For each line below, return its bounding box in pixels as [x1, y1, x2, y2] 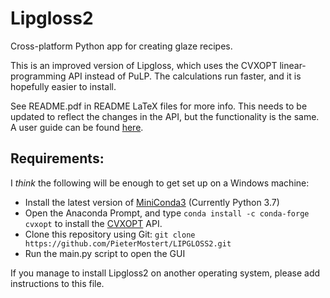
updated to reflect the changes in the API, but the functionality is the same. [10, 110, 320, 122]
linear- [279, 59, 307, 71]
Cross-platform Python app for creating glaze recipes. [10, 40, 233, 52]
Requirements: [10, 150, 105, 167]
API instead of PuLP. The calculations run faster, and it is [68, 70, 302, 82]
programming [10, 70, 67, 82]
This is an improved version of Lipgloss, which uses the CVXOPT [10, 59, 278, 71]
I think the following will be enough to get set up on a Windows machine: [10, 177, 310, 189]
